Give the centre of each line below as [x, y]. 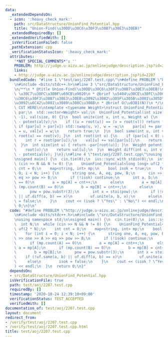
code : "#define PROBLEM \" [38, 210]
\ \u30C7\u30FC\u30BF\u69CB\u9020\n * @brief [62, 94]
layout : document [23, 313]
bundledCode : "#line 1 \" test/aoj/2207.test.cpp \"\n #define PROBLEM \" [86, 80]
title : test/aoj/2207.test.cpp [38, 331]
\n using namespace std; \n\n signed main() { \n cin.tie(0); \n [79, 220]
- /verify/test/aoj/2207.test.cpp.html [47, 327]
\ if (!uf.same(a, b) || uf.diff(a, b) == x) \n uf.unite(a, [89, 257]
